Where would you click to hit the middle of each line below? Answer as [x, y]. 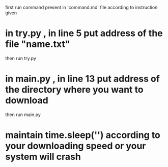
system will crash [43, 157]
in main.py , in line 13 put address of [83, 79]
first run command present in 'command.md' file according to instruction [81, 7]
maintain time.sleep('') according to [83, 135]
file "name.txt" [38, 44]
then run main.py [23, 115]
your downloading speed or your [76, 146]
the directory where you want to [74, 90]
